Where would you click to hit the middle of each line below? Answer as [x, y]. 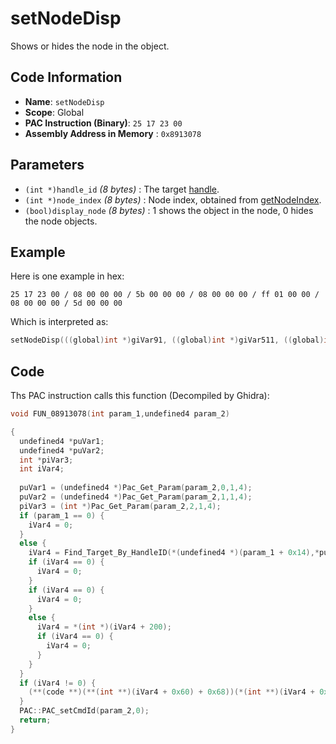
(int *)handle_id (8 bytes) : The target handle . [122, 189]
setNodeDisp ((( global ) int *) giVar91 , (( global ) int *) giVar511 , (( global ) [167, 340]
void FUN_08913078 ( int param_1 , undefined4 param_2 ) [120, 414]
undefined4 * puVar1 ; [62, 441]
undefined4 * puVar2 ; [62, 450]
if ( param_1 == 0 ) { [62, 515]
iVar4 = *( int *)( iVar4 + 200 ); [104, 627]
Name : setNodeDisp [64, 101]
